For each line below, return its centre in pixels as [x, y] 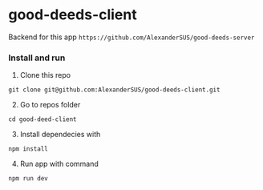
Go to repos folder [50, 105]
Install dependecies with [60, 135]
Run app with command [59, 164]
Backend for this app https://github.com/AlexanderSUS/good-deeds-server [131, 37]
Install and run [37, 58]
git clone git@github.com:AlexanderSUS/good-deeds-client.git [114, 90]
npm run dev [28, 179]
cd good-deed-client [43, 119]
